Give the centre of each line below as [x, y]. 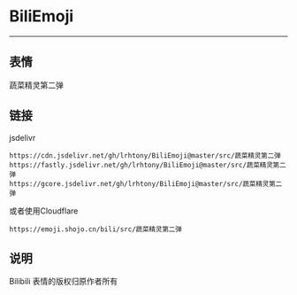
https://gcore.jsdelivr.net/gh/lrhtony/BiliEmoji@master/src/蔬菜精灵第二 [146, 183]
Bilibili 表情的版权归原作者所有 [64, 282]
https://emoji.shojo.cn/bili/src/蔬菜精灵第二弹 [96, 229]
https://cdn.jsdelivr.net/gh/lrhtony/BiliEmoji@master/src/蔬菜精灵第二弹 [145, 155]
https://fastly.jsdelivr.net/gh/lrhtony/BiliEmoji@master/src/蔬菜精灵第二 [148, 165]
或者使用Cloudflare [44, 211]
